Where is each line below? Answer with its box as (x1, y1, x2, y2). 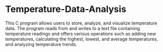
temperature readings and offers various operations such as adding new (5, 30, 156, 36)
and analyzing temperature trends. (5, 41, 77, 47)
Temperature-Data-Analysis (5, 3, 127, 15)
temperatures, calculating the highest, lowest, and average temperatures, (5, 36, 158, 42)
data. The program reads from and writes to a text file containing (5, 25, 140, 31)
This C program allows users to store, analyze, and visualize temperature (5, 20, 157, 26)
